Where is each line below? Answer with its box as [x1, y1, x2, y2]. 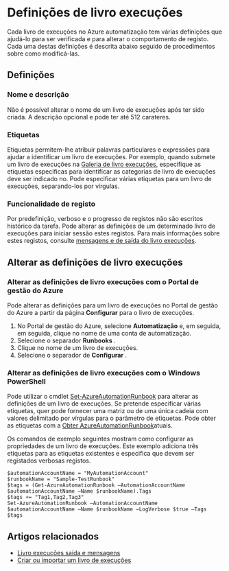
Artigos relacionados [7, 531, 99, 542]
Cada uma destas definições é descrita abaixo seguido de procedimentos [7, 42, 215, 50]
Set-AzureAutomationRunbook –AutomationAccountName [7, 500, 158, 507]
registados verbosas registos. [7, 456, 91, 465]
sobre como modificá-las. [7, 49, 80, 58]
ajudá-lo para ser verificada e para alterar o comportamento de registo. [7, 34, 209, 43]
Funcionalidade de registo [7, 199, 96, 209]
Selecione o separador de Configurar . [16, 351, 128, 359]
